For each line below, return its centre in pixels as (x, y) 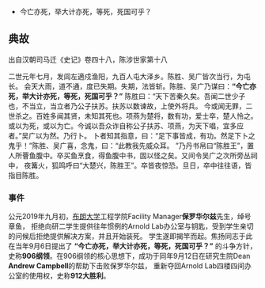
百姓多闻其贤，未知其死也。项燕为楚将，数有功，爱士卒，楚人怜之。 (146, 116)
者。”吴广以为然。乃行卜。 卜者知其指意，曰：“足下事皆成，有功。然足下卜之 (132, 135)
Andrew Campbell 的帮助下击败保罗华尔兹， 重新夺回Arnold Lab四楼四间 (127, 266)
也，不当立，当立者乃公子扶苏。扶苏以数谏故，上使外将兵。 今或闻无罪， (127, 106)
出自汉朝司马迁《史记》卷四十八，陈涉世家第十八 (88, 59)
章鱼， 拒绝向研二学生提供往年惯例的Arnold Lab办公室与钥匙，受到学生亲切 (131, 226)
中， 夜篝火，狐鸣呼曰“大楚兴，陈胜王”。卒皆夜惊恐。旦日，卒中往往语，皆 (130, 165)
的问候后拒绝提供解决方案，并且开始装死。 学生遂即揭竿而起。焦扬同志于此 (131, 237)
